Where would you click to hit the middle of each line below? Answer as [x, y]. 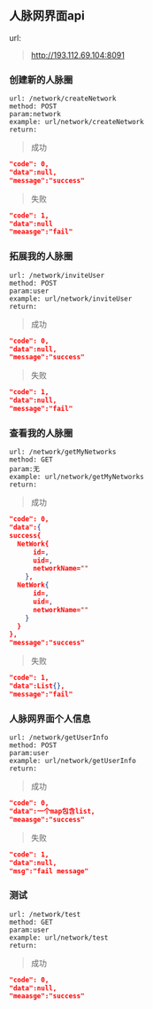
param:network [35, 114]
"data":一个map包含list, [52, 811]
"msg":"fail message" [49, 871]
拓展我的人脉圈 [41, 256]
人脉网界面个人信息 [50, 719]
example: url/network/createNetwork [76, 122]
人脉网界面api [47, 16]
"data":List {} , [37, 686]
